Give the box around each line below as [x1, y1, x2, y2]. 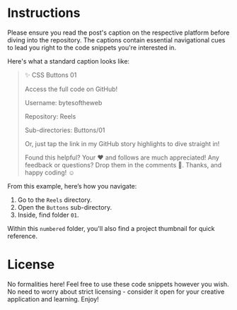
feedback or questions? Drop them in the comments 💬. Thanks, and [24, 160, 222, 169]
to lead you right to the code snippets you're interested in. [7, 43, 177, 52]
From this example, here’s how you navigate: [7, 181, 137, 190]
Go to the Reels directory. [17, 196, 92, 204]
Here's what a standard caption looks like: [7, 56, 129, 65]
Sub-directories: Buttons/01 [24, 126, 105, 134]
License [7, 256, 55, 273]
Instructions [7, 5, 81, 21]
